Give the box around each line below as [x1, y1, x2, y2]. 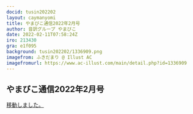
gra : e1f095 [6, 43, 37, 49]
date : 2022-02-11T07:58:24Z [6, 32, 78, 38]
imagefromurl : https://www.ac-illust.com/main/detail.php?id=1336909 [6, 60, 188, 66]
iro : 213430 [6, 37, 37, 43]
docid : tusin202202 [6, 9, 56, 15]
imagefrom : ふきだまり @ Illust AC [6, 54, 92, 60]
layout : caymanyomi [6, 15, 56, 21]
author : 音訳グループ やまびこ [6, 26, 76, 32]
